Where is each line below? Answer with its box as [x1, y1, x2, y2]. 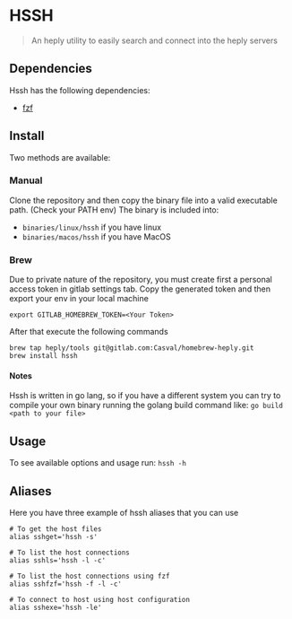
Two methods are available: [9, 152, 111, 162]
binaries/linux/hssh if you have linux [21, 222, 162, 232]
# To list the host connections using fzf [9, 571, 170, 580]
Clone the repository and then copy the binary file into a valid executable [9, 195, 278, 205]
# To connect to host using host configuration [9, 595, 191, 604]
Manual [9, 174, 43, 187]
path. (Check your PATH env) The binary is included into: [9, 204, 219, 215]
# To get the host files [9, 524, 102, 534]
